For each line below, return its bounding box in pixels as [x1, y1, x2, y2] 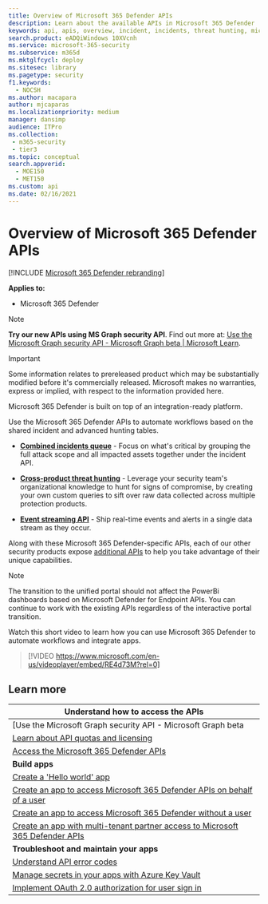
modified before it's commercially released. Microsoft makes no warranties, [8, 377, 257, 387]
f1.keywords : [8, 78, 52, 86]
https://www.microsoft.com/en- [55, 651, 160, 660]
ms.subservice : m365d [8, 49, 81, 57]
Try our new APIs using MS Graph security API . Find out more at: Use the [8, 329, 253, 339]
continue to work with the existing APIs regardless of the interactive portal [8, 603, 252, 613]
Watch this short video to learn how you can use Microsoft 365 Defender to [8, 627, 256, 636]
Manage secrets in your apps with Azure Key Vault [12, 870, 201, 881]
